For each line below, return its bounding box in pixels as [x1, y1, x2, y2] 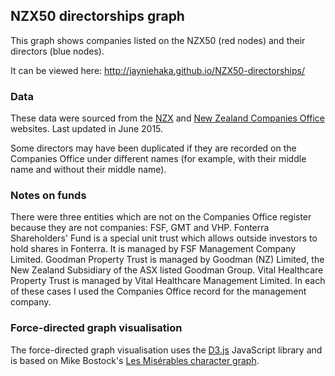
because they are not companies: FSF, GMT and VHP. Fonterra [10, 222, 270, 234]
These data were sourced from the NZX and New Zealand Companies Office [10, 112, 325, 124]
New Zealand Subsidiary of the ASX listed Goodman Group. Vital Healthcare [10, 264, 324, 276]
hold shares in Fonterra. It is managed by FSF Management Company [10, 243, 297, 255]
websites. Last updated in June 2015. [10, 123, 164, 135]
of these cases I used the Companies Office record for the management [10, 285, 307, 298]
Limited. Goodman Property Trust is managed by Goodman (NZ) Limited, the [10, 254, 325, 266]
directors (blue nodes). [10, 45, 105, 57]
